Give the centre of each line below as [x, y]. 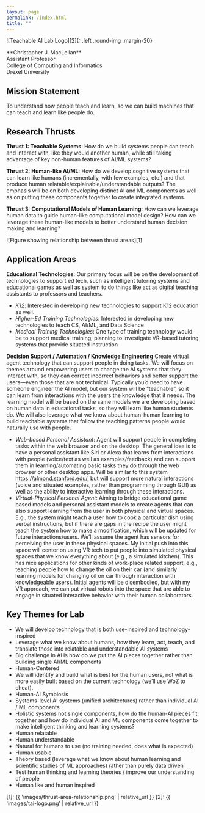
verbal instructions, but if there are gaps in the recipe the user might [101, 523]
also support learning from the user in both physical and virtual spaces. [105, 511]
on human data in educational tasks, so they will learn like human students [100, 408]
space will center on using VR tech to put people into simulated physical [106, 550]
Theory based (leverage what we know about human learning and [98, 759]
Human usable [33, 753]
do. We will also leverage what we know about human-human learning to [98, 414]
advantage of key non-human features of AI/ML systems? [79, 159]
